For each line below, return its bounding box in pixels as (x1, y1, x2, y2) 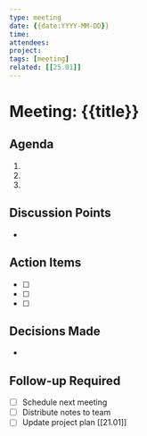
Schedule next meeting (21, 397, 108, 407)
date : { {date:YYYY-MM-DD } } (9, 21, 110, 30)
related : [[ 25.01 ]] (9, 63, 82, 72)
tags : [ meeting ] (9, 54, 69, 63)
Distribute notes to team (21, 407, 111, 418)
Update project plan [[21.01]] (21, 417, 127, 428)
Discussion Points (9, 205, 111, 221)
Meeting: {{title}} (9, 102, 140, 122)
